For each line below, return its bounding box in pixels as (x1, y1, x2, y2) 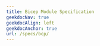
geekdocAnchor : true (6, 25, 58, 32)
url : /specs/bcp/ (6, 31, 49, 37)
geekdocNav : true (6, 14, 49, 20)
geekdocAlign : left (6, 20, 55, 26)
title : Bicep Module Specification (6, 8, 95, 15)
